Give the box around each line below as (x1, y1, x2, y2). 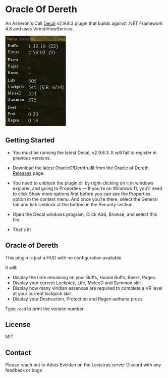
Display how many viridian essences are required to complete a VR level (12, 285, 162, 291)
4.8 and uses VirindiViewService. (5, 25, 74, 31)
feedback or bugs (5, 367, 42, 373)
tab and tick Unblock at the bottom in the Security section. (12, 201, 134, 207)
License (5, 320, 31, 329)
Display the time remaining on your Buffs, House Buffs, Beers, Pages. (12, 274, 156, 280)
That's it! (12, 226, 31, 233)
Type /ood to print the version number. (5, 306, 85, 312)
